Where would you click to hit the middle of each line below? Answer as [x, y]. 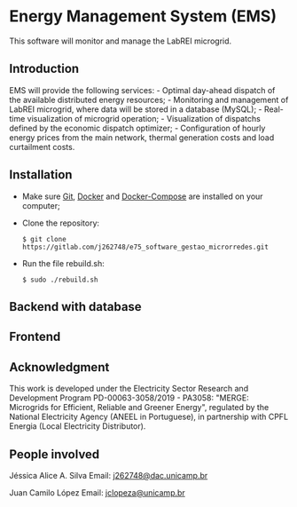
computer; [41, 205]
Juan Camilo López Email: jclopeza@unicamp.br [98, 492]
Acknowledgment [59, 367]
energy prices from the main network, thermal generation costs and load [142, 137]
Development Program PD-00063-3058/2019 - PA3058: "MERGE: [129, 398]
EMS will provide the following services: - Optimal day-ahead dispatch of [142, 90]
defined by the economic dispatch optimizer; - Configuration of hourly [137, 128]
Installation [41, 175]
